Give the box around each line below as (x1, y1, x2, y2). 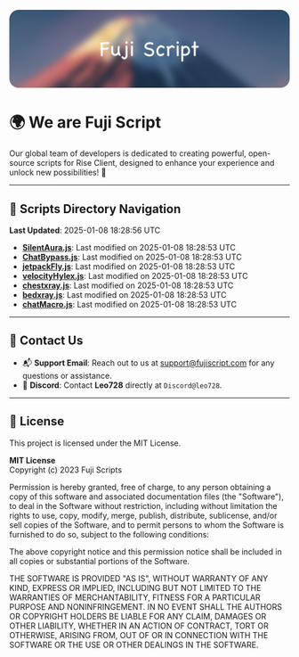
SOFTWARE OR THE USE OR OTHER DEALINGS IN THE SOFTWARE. (9, 639, 259, 650)
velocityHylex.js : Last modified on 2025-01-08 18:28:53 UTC (21, 271, 248, 282)
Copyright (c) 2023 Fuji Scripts (9, 464, 123, 475)
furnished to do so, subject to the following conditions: (9, 529, 209, 539)
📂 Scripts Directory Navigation (9, 201, 182, 217)
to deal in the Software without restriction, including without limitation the (9, 500, 278, 511)
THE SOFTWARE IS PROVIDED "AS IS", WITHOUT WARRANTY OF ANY (9, 572, 269, 584)
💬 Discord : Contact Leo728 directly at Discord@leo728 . (21, 380, 222, 390)
